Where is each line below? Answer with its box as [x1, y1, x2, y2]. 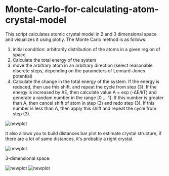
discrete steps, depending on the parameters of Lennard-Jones [12, 67, 145, 74]
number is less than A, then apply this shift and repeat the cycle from [12, 105, 157, 111]
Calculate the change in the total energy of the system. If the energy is [12, 78, 160, 84]
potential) [12, 73, 33, 79]
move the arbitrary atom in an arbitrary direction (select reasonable [12, 62, 153, 68]
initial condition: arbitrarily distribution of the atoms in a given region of [12, 46, 160, 52]
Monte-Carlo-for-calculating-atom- [5, 4, 159, 15]
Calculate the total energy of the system [12, 57, 96, 63]
